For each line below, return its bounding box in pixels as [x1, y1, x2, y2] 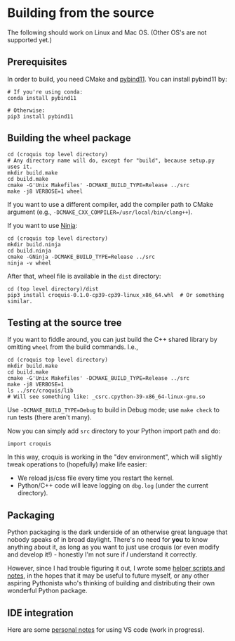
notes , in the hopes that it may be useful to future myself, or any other [7, 571, 209, 580]
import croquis [7, 440, 52, 448]
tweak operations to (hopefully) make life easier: [7, 460, 147, 469]
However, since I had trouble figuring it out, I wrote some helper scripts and [7, 564, 226, 573]
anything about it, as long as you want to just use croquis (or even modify [7, 543, 220, 552]
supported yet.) [7, 35, 53, 44]
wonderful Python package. [7, 586, 88, 595]
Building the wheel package [7, 132, 131, 144]
